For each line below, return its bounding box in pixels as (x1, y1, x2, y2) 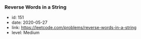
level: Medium (11, 30, 40, 36)
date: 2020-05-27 (11, 19, 48, 25)
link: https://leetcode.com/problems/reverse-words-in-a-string (11, 25, 137, 30)
